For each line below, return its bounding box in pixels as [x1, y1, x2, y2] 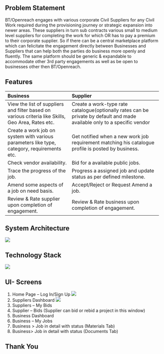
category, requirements [7, 145, 61, 152]
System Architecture [5, 224, 70, 233]
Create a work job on [7, 127, 56, 133]
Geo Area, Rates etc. [7, 119, 55, 126]
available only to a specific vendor [71, 119, 150, 126]
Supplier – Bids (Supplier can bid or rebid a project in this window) [12, 308, 145, 313]
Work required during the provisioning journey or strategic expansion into [5, 22, 153, 28]
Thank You [5, 342, 39, 351]
